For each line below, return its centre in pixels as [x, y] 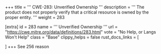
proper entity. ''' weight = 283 [35, 17]
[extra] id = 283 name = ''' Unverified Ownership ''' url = [61, 27]
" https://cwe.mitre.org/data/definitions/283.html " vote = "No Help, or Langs [80, 32]
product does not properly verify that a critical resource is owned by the [77, 12]
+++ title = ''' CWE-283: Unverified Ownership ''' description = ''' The [75, 7]
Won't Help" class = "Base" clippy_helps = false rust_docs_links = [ [72, 37]
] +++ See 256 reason [27, 46]
